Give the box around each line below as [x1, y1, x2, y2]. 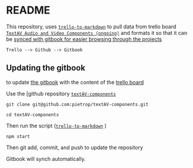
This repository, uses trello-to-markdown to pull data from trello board [6, 23, 177, 30]
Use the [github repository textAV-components [6, 90, 117, 97]
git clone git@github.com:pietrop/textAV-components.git [6, 101, 149, 107]
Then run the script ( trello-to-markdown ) [6, 122, 107, 129]
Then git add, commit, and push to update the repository [6, 144, 143, 151]
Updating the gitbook [6, 63, 85, 73]
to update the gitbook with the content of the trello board [6, 78, 144, 85]
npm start [6, 133, 31, 139]
